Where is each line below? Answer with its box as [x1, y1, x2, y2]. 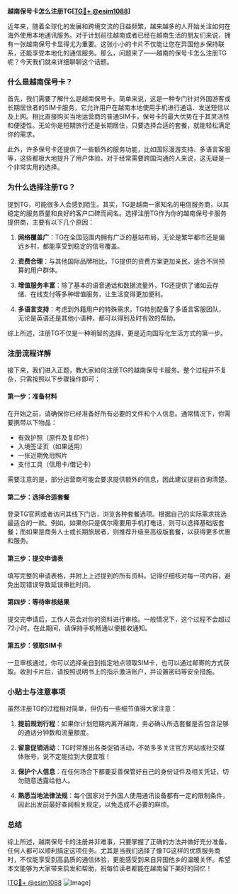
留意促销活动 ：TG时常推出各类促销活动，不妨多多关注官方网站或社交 [17, 743, 219, 752]
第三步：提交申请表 [7, 554, 64, 562]
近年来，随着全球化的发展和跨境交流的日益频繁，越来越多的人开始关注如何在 [7, 22, 231, 31]
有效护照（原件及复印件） [17, 433, 93, 442]
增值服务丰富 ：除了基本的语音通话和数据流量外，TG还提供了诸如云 [17, 281, 212, 289]
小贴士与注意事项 [7, 686, 66, 696]
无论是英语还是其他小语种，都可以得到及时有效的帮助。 [17, 313, 179, 322]
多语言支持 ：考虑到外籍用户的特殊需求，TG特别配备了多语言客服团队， [17, 305, 225, 313]
